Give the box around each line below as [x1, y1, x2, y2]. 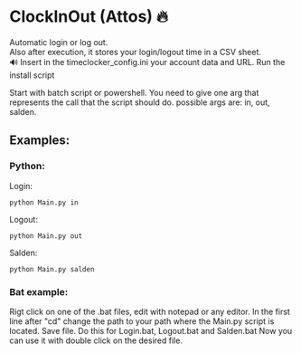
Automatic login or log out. [9, 36, 108, 47]
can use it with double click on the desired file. [9, 335, 183, 346]
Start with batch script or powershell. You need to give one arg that [9, 87, 259, 98]
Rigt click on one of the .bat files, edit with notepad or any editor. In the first [9, 306, 291, 317]
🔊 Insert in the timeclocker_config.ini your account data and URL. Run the [9, 56, 286, 67]
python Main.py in [9, 197, 79, 207]
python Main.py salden [9, 264, 95, 273]
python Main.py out [9, 231, 83, 241]
